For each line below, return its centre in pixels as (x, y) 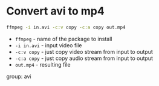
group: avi (19, 76)
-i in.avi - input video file (49, 45)
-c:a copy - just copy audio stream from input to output (84, 58)
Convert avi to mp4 (55, 11)
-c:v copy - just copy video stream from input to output (84, 51)
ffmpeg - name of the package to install (63, 39)
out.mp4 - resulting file (43, 64)
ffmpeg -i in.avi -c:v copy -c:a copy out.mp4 (66, 27)
